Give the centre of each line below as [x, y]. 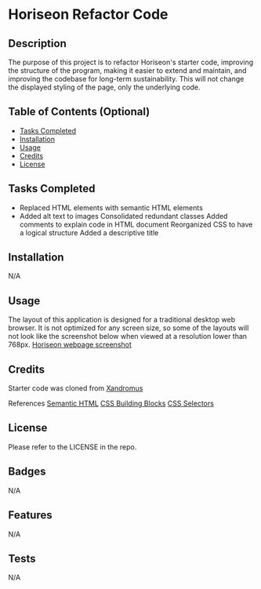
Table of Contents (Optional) [79, 112]
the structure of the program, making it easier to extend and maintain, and [127, 71]
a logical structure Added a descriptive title [89, 232]
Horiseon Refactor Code [88, 15]
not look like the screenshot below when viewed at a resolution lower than [128, 336]
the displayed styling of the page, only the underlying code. [105, 87]
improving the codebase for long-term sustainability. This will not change [126, 79]
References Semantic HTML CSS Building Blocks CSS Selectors [111, 404]
